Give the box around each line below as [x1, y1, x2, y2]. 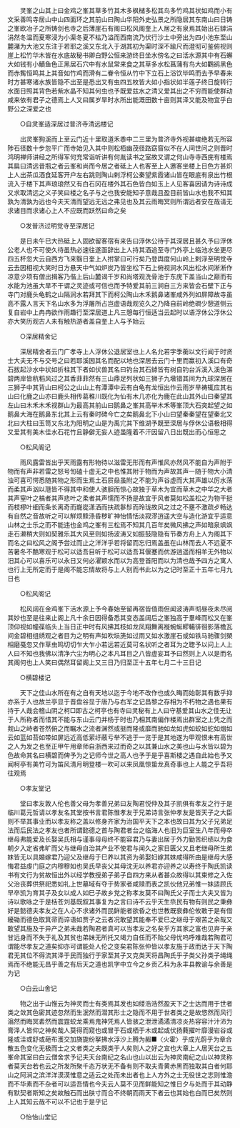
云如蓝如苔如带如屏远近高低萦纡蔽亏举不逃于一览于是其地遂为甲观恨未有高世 [7, 733, 233, 742]
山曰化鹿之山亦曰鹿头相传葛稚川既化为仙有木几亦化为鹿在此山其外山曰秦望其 [7, 392, 233, 400]
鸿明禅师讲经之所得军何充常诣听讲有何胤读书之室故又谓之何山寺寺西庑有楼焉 [7, 153, 233, 161]
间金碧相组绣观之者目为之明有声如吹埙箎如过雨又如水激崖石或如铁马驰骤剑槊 [7, 632, 233, 639]
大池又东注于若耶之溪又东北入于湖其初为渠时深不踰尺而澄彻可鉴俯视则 [26, 42, 233, 50]
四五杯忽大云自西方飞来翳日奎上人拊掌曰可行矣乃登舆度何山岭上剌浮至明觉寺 [7, 254, 233, 263]
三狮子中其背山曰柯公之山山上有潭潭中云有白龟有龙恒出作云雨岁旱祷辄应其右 [7, 383, 233, 391]
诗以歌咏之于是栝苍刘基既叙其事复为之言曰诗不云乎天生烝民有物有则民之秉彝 [7, 897, 233, 906]
